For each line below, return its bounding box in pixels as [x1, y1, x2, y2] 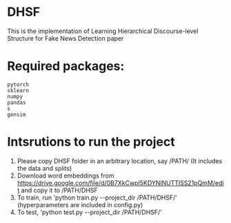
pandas [7, 99, 26, 106]
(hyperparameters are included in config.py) [17, 200, 143, 209]
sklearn [7, 87, 30, 94]
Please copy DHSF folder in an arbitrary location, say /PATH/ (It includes [17, 156, 223, 165]
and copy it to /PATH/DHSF [21, 186, 98, 194]
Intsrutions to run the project [7, 134, 175, 150]
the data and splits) [17, 164, 72, 172]
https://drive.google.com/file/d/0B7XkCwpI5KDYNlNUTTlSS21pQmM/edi [17, 178, 224, 187]
